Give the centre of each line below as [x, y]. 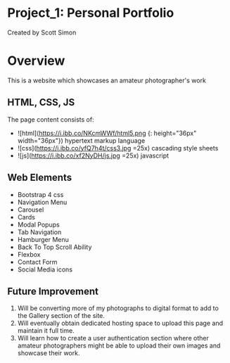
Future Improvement [53, 291]
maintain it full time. [46, 331]
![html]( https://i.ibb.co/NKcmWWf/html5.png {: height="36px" [107, 133]
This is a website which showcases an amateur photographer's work [107, 80]
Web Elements [40, 178]
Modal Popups [38, 224]
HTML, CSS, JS [41, 102]
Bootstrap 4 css [40, 194]
